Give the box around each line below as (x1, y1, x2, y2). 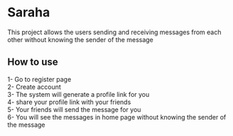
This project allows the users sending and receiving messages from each (7, 28, 222, 36)
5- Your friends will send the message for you (7, 105, 141, 114)
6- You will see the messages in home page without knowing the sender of (7, 113, 227, 121)
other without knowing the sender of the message (7, 35, 154, 43)
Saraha (7, 4, 50, 21)
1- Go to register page (7, 75, 72, 83)
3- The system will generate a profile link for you (7, 90, 150, 98)
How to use (7, 56, 58, 68)
